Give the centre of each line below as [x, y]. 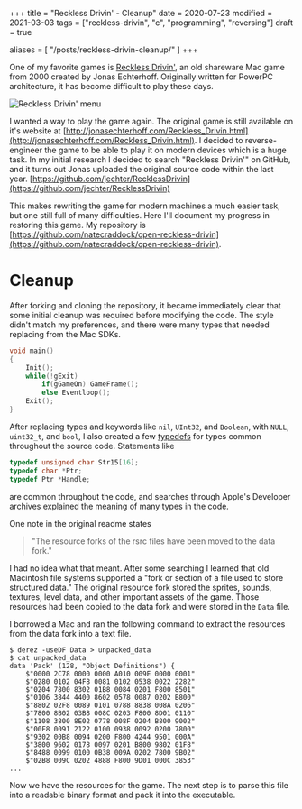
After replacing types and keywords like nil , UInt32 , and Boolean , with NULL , [150, 427]
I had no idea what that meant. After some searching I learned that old [139, 568]
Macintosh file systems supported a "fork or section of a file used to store [146, 577]
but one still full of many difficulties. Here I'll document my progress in [140, 215]
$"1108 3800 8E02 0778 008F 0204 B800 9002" [110, 721]
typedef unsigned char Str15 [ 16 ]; [74, 462]
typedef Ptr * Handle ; [50, 479]
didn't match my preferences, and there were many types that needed [140, 325]
